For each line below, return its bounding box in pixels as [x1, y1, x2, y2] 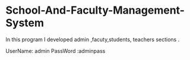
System [5, 16, 45, 30]
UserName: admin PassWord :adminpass [5, 47, 106, 54]
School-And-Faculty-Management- [5, 4, 185, 17]
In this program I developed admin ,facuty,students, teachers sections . [5, 36, 180, 43]
